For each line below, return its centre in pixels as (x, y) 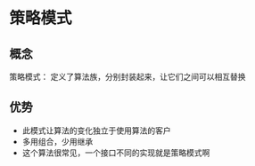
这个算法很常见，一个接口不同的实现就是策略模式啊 (116, 153)
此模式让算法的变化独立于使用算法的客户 (96, 130)
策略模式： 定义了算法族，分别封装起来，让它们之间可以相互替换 (127, 77)
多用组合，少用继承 (58, 141)
